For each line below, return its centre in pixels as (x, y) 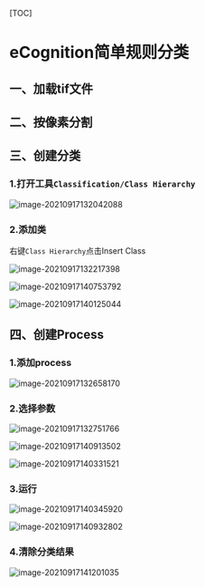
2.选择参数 (33, 409)
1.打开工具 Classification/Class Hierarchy (102, 184)
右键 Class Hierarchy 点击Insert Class (78, 250)
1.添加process (41, 363)
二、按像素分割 (51, 122)
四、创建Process (56, 335)
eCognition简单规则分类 (99, 53)
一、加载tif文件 (51, 88)
